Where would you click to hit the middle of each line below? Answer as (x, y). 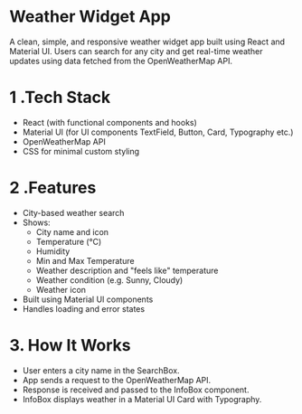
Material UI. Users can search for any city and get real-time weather (136, 51)
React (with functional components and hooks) (109, 122)
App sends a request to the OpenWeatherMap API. (117, 380)
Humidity (53, 251)
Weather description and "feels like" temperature (127, 270)
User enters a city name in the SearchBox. (101, 370)
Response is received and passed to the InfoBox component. (136, 390)
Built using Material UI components (88, 299)
